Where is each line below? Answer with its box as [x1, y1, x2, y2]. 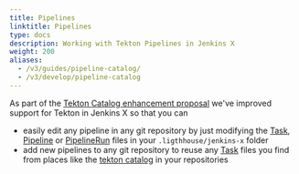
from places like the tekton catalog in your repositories [22, 154, 229, 165]
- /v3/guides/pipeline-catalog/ [17, 65, 142, 74]
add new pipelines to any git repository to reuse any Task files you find [22, 144, 290, 155]
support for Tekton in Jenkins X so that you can [9, 107, 189, 118]
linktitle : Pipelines [9, 22, 92, 31]
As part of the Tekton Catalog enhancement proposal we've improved [9, 97, 272, 108]
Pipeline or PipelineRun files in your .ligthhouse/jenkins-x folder [22, 134, 269, 146]
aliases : [9, 56, 43, 65]
